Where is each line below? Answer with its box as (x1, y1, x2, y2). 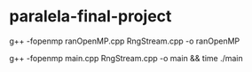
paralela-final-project (9, 6, 172, 27)
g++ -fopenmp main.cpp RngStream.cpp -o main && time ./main (9, 52, 244, 63)
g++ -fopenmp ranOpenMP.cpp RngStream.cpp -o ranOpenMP (9, 36, 240, 46)
